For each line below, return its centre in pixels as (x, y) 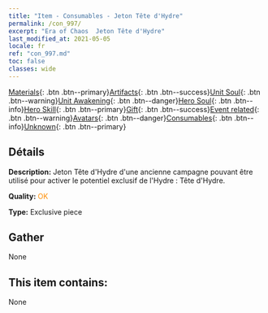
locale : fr (27, 46)
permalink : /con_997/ (45, 24)
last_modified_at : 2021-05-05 (60, 39)
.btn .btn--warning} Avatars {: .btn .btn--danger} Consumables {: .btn (121, 118)
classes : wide (32, 69)
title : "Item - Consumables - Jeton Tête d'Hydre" (96, 16)
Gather (26, 237)
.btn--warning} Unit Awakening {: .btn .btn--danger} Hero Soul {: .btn (120, 100)
